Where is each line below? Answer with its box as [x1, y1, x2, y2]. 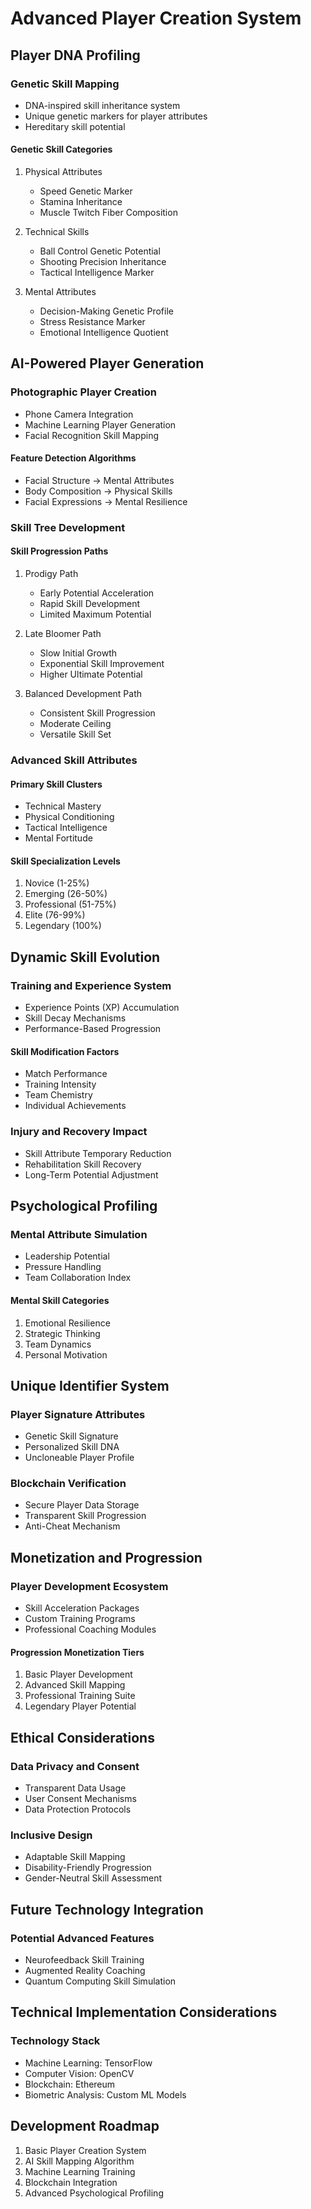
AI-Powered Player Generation [10, 355, 205, 372]
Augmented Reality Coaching [24, 1965, 146, 1977]
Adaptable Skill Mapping [24, 1851, 126, 1863]
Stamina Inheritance [39, 196, 123, 208]
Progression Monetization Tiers [10, 1646, 145, 1658]
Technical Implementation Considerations [10, 2004, 278, 2021]
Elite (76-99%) [24, 909, 86, 921]
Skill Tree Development [10, 520, 126, 534]
